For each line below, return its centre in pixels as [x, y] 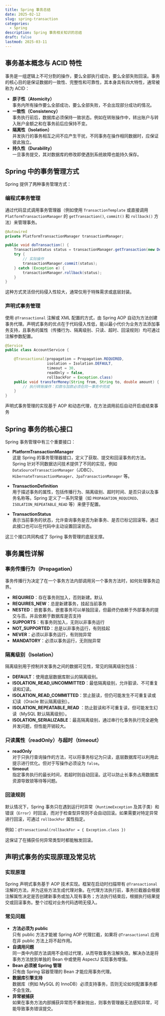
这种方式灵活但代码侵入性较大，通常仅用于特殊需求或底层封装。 [69, 292]
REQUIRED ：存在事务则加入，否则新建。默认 [57, 597]
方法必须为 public [30, 928]
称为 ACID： [17, 88]
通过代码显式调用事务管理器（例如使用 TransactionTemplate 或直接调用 [77, 210]
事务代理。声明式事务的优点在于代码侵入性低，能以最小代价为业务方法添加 [80, 324]
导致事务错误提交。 [36, 1009]
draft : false [18, 38]
